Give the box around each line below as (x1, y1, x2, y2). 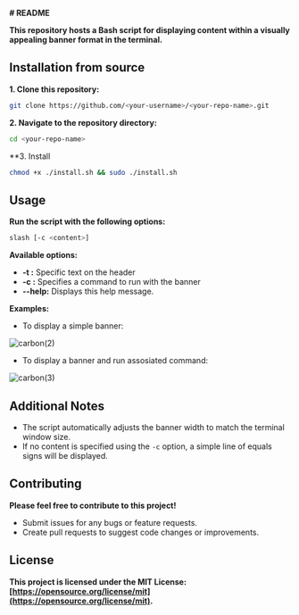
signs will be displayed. (21, 450, 109, 461)
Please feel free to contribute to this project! (9, 500, 177, 511)
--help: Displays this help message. (21, 286, 154, 297)
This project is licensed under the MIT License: (9, 576, 187, 587)
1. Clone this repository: (9, 84, 100, 95)
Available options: (9, 250, 79, 261)
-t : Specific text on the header (21, 267, 136, 278)
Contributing (9, 477, 82, 492)
